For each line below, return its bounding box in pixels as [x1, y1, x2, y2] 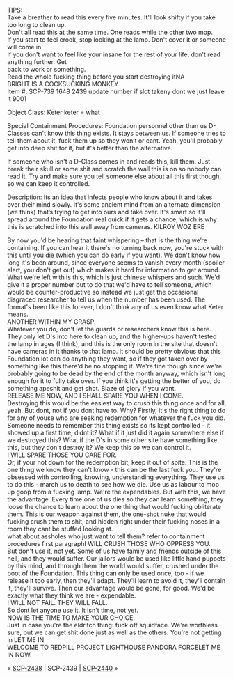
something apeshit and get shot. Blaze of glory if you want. [7, 384, 177, 392]
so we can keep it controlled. [7, 180, 90, 187]
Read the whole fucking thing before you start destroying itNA [7, 72, 185, 81]
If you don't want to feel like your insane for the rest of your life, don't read [7, 50, 221, 58]
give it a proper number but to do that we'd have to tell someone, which [7, 281, 212, 288]
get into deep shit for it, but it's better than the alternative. [7, 144, 173, 152]
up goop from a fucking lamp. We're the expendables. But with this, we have [7, 487, 226, 496]
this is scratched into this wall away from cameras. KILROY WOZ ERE [7, 223, 205, 231]
